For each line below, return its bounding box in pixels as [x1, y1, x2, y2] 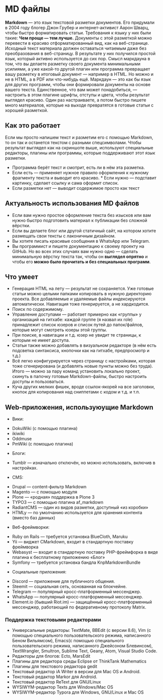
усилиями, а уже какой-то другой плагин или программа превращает [5, 66, 150, 72]
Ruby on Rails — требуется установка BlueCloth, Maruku [12, 534, 128, 539]
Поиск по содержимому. [12, 306, 64, 312]
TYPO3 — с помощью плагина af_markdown [12, 500, 103, 505]
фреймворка [12, 544, 39, 550]
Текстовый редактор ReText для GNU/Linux [12, 679, 101, 685]
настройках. [12, 465, 38, 471]
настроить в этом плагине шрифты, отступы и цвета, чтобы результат [5, 91, 150, 98]
